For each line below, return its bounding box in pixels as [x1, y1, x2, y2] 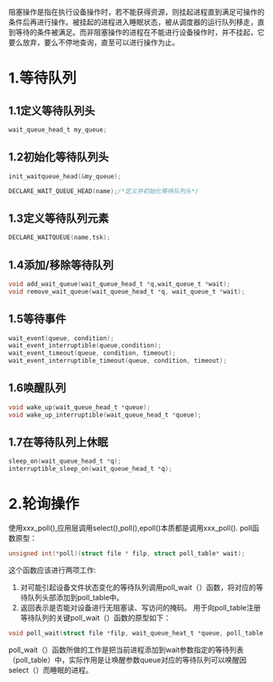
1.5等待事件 [8, 312, 67, 326]
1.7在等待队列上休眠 [8, 435, 108, 449]
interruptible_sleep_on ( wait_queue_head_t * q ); [8, 465, 173, 473]
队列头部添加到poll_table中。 [27, 592, 124, 602]
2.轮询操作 [8, 494, 80, 513]
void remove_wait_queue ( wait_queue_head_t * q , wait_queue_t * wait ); [8, 287, 245, 296]
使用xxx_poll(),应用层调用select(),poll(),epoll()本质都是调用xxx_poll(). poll [8, 523, 253, 533]
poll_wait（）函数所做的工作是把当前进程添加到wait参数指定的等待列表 [8, 645, 244, 654]
